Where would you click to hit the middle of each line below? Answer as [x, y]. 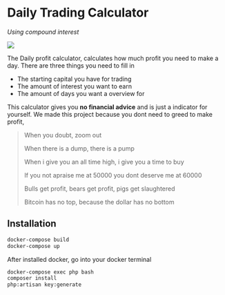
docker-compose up [33, 246]
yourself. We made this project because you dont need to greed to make [110, 114]
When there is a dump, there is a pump [79, 148]
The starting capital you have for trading [74, 79]
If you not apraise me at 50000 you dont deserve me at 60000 [113, 175]
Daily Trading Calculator [78, 13]
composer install [32, 278]
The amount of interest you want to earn [75, 86]
